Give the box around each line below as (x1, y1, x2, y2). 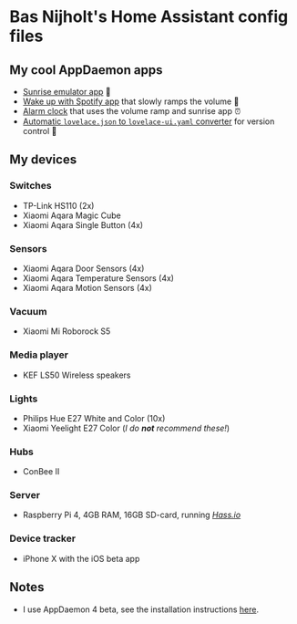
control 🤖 (22, 126, 57, 136)
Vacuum (9, 305, 47, 317)
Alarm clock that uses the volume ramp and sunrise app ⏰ (22, 106, 241, 116)
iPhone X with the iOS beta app (22, 553, 140, 564)
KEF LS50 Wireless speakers (22, 369, 131, 380)
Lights (9, 392, 38, 405)
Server (9, 489, 41, 502)
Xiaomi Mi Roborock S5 (22, 326, 111, 337)
